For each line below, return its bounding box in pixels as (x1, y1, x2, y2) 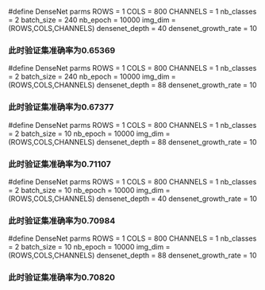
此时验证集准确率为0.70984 (8, 215, 116, 226)
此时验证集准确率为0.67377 (8, 102, 114, 113)
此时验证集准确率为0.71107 (8, 158, 111, 169)
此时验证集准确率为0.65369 (8, 44, 116, 56)
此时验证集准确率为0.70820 (8, 272, 116, 283)
